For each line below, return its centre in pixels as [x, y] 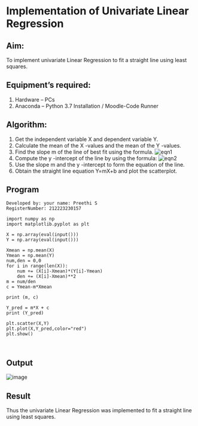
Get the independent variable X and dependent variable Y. [86, 139]
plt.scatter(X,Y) [28, 324]
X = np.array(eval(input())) [42, 235]
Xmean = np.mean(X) [31, 250]
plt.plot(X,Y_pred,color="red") [46, 329]
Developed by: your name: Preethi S [52, 203]
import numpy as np [31, 219]
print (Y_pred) [25, 313]
